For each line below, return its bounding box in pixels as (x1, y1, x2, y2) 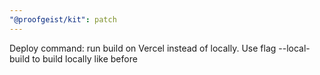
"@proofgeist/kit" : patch (9, 14, 117, 25)
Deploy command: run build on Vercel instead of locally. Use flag (9, 42, 277, 54)
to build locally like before (32, 52, 138, 65)
